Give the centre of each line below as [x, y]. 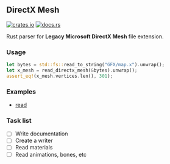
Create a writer [34, 141]
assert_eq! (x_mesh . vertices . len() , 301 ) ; [60, 76]
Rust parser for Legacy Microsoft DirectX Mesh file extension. [85, 36]
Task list [19, 120]
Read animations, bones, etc [51, 154]
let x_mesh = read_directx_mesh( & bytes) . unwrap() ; [72, 70]
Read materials [34, 148]
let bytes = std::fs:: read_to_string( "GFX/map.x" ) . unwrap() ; [86, 65]
